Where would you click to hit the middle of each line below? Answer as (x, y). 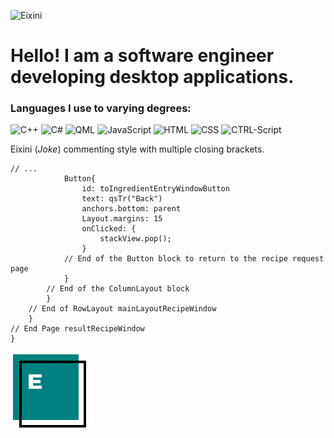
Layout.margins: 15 (122, 219)
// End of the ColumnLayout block (118, 289)
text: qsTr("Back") (122, 199)
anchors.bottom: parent (131, 209)
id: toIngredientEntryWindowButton (155, 189)
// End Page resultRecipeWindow (77, 329)
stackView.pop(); (135, 239)
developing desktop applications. (152, 77)
